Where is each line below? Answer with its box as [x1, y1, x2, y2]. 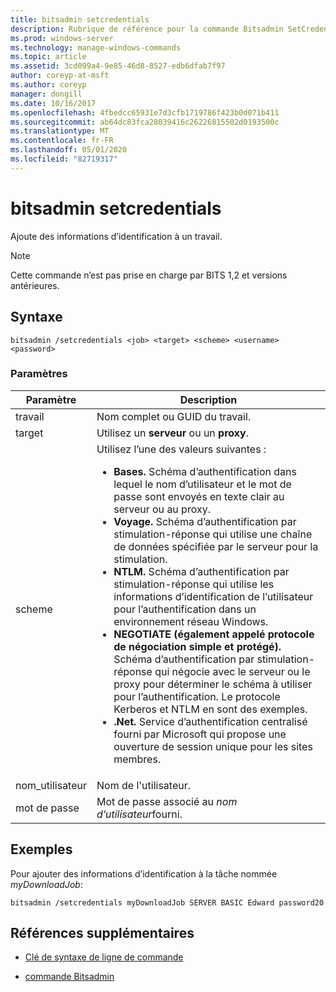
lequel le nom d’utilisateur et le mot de [113, 477, 292, 491]
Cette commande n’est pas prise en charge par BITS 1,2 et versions [10, 269, 288, 281]
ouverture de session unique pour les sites [113, 739, 313, 753]
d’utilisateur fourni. [96, 807, 183, 821]
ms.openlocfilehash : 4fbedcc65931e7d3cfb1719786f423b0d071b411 [10, 107, 280, 118]
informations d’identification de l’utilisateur [113, 589, 314, 603]
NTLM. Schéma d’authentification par [113, 564, 290, 578]
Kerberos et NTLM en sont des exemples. [113, 702, 308, 716]
